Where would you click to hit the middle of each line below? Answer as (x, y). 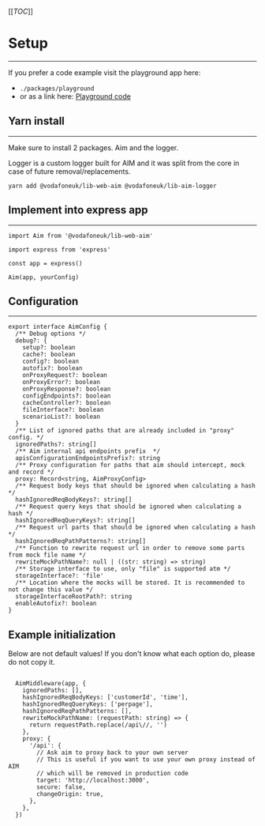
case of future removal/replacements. (69, 171)
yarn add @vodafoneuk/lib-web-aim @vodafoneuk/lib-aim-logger (112, 186)
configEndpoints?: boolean (67, 396)
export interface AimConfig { (58, 327)
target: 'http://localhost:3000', (93, 781)
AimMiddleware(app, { (51, 684)
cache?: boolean (49, 355)
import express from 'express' (60, 249)
